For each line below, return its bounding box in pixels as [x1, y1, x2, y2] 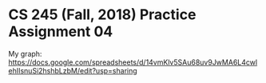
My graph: [8, 49, 42, 58]
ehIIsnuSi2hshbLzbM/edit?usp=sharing [8, 65, 137, 75]
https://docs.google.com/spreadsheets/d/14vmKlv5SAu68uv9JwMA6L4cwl [8, 57, 258, 67]
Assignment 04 [8, 22, 113, 41]
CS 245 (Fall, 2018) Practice [8, 6, 197, 24]
